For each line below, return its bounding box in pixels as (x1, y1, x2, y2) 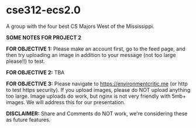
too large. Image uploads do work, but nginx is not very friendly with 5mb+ (6, 93, 186, 99)
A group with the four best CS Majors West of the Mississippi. (6, 23, 154, 30)
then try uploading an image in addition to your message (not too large (6, 51, 176, 58)
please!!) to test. (6, 58, 46, 65)
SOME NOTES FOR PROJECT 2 (6, 34, 82, 41)
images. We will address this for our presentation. (6, 98, 126, 105)
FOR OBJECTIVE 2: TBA (6, 69, 65, 76)
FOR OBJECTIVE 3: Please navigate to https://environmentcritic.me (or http (6, 80, 188, 87)
